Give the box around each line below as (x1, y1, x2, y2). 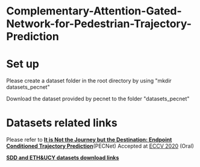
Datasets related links (6, 116, 117, 130)
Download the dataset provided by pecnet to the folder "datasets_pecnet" (6, 95, 190, 103)
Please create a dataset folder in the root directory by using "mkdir (6, 77, 172, 85)
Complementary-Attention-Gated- (6, 4, 182, 18)
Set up (6, 57, 39, 71)
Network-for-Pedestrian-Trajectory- (6, 17, 192, 31)
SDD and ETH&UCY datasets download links (6, 154, 119, 162)
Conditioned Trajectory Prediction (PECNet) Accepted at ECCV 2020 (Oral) (6, 142, 195, 150)
